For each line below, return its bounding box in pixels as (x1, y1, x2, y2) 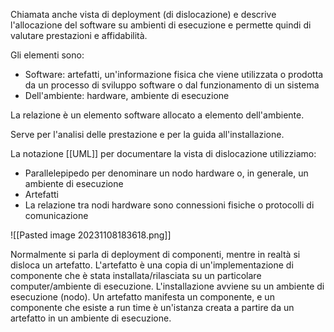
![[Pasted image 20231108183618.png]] (10, 229, 172, 241)
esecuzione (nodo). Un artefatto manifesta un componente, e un (10, 291, 275, 303)
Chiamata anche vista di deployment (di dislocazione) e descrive (10, 9, 277, 20)
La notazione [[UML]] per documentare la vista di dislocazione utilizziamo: (10, 148, 317, 159)
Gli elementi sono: (10, 49, 85, 61)
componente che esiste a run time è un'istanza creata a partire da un (10, 302, 295, 313)
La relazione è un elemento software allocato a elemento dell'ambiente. (10, 109, 305, 121)
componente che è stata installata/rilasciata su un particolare (10, 270, 262, 281)
